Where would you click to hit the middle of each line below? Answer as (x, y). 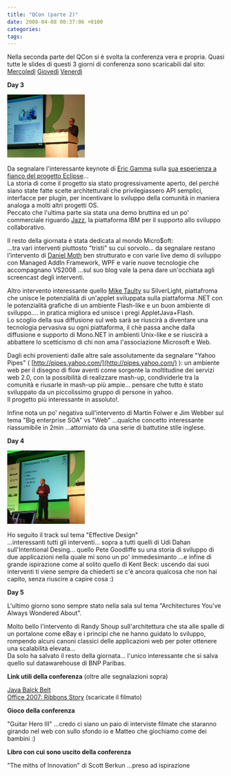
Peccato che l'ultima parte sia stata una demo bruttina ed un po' (98, 213)
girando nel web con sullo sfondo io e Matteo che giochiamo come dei (107, 731)
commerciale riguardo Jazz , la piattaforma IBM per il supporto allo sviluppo (114, 220)
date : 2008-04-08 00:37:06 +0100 (55, 22)
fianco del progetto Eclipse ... (48, 176)
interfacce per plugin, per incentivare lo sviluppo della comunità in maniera (113, 198)
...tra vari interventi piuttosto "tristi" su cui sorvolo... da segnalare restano (111, 248)
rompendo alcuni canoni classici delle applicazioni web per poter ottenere (112, 641)
